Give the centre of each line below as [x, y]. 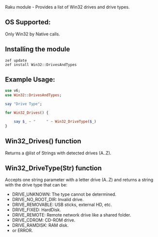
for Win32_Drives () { [27, 113]
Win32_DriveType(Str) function [53, 168]
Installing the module [38, 49]
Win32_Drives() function [43, 141]
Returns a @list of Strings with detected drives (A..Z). [58, 153]
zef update [16, 60]
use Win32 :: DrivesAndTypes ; [33, 95]
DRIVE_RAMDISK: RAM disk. [40, 225]
